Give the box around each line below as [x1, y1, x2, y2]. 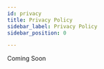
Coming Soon [7, 55, 46, 63]
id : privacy [7, 10, 42, 17]
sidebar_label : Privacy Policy [7, 23, 98, 30]
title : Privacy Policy [7, 17, 73, 23]
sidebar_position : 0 [7, 29, 67, 37]
